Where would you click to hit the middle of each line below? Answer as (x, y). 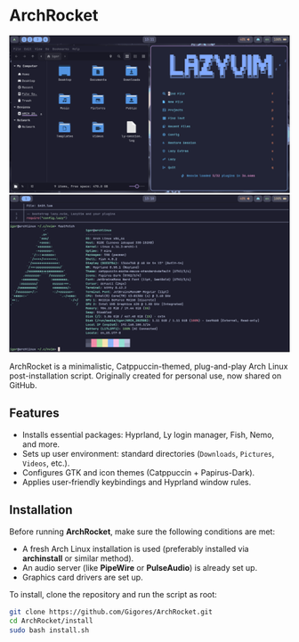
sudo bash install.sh (49, 630)
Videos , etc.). (46, 463)
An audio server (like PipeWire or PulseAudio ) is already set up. (140, 567)
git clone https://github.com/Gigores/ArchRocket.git (111, 612)
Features (34, 414)
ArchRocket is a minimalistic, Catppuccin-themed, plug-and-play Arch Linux (149, 366)
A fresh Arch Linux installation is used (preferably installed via (135, 549)
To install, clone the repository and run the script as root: (113, 594)
